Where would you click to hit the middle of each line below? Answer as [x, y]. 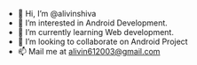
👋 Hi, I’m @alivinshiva [57, 14]
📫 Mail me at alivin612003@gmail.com [89, 51]
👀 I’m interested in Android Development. [93, 23]
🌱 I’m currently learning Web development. [96, 32]
